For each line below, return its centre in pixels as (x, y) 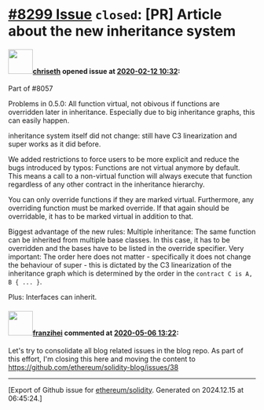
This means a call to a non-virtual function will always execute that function (130, 176)
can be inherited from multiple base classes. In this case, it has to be (119, 240)
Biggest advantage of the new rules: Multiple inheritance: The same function (132, 232)
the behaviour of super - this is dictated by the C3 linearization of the (120, 265)
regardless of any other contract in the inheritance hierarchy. (106, 185)
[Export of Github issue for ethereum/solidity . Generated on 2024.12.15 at (126, 390)
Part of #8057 (31, 89)
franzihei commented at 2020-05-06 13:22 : (106, 333)
